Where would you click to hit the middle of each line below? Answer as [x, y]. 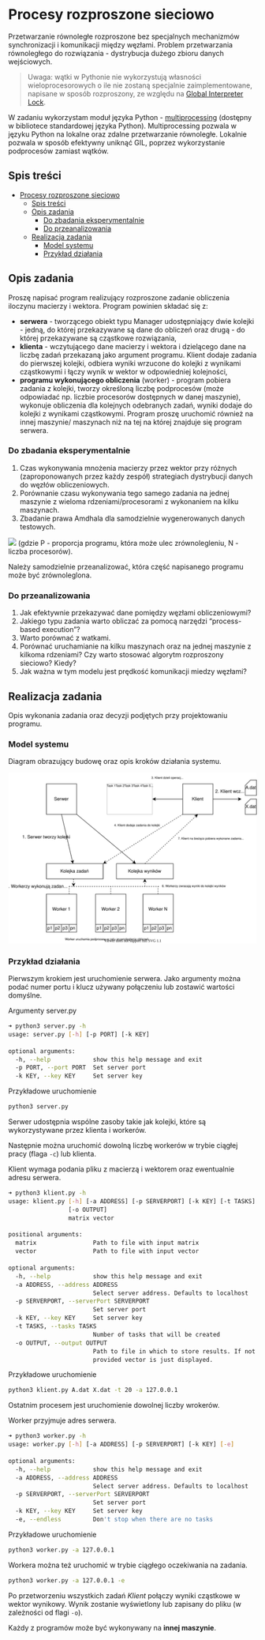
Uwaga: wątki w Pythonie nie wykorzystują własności [114, 77]
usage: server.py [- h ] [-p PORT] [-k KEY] [79, 1034]
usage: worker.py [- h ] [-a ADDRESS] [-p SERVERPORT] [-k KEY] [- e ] [121, 1444]
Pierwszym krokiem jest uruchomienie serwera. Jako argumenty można [125, 979]
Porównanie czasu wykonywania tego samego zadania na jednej [125, 493]
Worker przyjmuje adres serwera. [62, 1420]
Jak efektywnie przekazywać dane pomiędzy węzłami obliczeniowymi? [135, 613]
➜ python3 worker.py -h [47, 1436]
